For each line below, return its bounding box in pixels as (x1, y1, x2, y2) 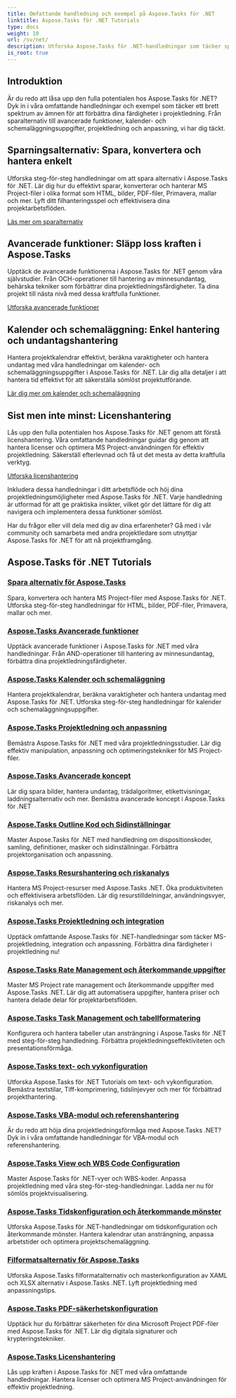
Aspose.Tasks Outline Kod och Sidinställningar (7, 819, 171, 829)
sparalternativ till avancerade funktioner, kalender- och (7, 117, 166, 125)
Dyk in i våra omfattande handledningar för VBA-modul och (7, 1133, 179, 1142)
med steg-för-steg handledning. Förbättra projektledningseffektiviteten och (7, 1036, 225, 1045)
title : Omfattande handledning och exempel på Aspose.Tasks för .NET (7, 10, 216, 18)
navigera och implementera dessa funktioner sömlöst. (7, 507, 164, 516)
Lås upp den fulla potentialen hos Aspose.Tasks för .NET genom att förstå (7, 428, 221, 436)
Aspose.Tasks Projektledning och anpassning (7, 723, 167, 732)
